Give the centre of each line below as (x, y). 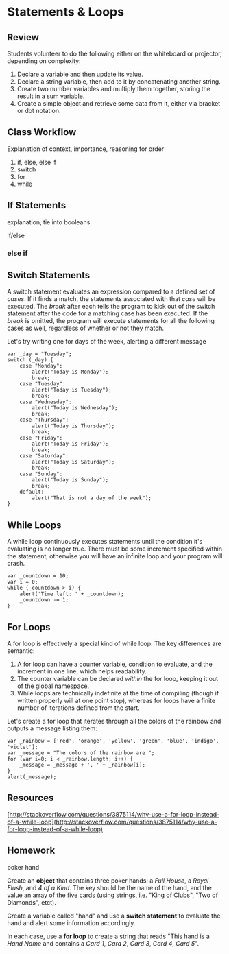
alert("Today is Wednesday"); (75, 408)
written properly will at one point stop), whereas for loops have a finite (116, 700)
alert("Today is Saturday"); (73, 462)
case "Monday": (41, 366)
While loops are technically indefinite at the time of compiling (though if (118, 693)
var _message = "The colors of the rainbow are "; (81, 753)
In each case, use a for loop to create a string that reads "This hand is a (109, 936)
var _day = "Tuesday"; (39, 354)
